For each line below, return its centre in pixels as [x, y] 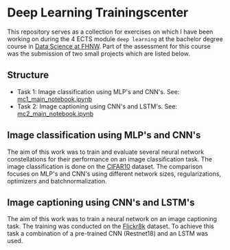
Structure [28, 75]
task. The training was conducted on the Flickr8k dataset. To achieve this [111, 226]
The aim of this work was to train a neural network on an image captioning [112, 219]
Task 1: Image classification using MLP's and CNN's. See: [98, 91]
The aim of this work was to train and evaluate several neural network [106, 152]
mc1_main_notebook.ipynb [55, 99]
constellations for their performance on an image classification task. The [110, 159]
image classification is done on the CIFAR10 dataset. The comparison [105, 166]
